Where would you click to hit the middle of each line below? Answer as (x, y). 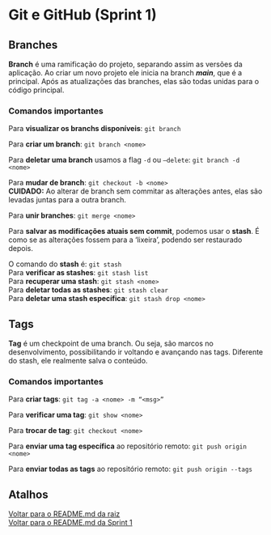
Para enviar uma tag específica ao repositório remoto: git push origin (127, 446)
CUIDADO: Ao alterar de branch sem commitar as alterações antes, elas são (135, 191)
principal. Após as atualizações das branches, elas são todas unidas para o (134, 81)
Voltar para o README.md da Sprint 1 (70, 523)
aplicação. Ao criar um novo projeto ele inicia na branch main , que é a (125, 73)
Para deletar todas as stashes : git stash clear (88, 290)
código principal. (36, 90)
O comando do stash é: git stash (65, 264)
